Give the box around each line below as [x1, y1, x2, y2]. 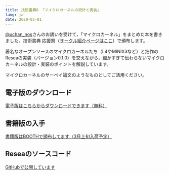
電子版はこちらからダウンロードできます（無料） [5, 102, 107, 109]
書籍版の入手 [5, 119, 46, 127]
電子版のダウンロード [5, 88, 72, 97]
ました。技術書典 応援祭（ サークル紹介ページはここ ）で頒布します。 [5, 38, 148, 44]
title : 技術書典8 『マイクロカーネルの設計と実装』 [5, 7, 101, 13]
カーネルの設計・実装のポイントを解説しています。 [5, 61, 111, 67]
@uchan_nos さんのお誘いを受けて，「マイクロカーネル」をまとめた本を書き [5, 31, 163, 38]
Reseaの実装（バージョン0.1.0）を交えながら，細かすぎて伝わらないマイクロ [5, 55, 165, 61]
